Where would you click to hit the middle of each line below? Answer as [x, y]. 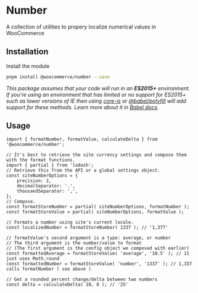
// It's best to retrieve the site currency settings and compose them [96, 155]
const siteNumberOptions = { [42, 176]
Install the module [28, 66]
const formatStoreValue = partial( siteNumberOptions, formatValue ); [95, 212]
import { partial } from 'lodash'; [50, 165]
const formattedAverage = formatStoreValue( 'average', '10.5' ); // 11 [98, 254]
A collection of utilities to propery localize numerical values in [81, 27]
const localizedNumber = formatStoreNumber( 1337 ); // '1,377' [87, 228]
